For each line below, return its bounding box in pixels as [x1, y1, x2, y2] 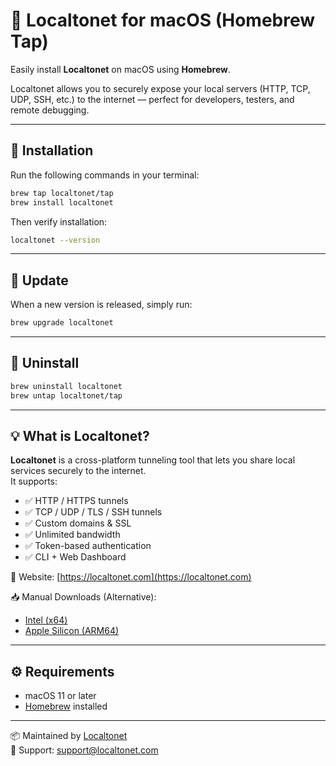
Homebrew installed [24, 700, 108, 713]
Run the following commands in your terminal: [10, 169, 200, 181]
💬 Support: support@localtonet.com [10, 744, 159, 756]
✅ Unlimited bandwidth [24, 529, 121, 541]
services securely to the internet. [10, 465, 147, 477]
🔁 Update [10, 272, 69, 289]
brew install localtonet [10, 197, 114, 208]
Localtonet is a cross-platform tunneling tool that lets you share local [10, 454, 296, 466]
